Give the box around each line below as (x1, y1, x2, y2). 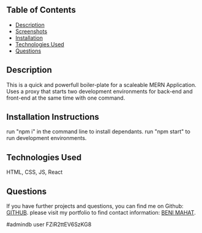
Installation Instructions (6, 112, 100, 122)
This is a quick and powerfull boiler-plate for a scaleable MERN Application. (6, 81, 197, 88)
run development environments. (6, 135, 87, 142)
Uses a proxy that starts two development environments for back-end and (6, 87, 193, 95)
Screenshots (15, 28, 48, 35)
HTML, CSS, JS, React (6, 168, 63, 176)
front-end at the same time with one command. (6, 94, 125, 102)
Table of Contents (6, 5, 77, 15)
